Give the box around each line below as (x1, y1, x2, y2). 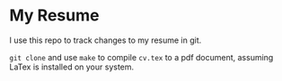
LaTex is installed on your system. (9, 61, 135, 72)
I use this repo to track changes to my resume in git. (9, 35, 202, 45)
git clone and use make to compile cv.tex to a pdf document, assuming (9, 52, 274, 62)
